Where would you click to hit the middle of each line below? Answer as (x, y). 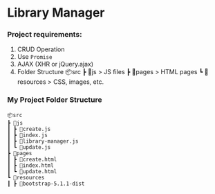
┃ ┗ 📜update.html (32, 171)
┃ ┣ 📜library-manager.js (43, 141)
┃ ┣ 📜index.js (28, 135)
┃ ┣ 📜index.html (30, 165)
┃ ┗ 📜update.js (29, 147)
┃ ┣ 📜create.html (32, 159)
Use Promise (35, 57)
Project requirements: (45, 35)
